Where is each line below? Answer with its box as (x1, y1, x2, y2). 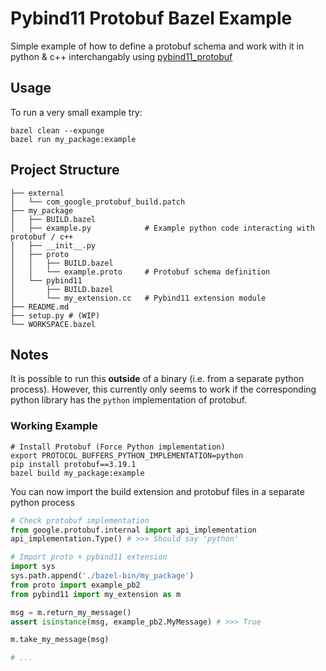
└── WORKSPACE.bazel (10, 319, 97, 329)
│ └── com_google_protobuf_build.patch (10, 197, 186, 207)
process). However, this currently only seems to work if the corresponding (10, 383, 317, 396)
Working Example (10, 419, 98, 433)
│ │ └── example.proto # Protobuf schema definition (10, 267, 271, 277)
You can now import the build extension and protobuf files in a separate (10, 485, 305, 497)
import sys (10, 562, 56, 572)
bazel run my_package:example (10, 134, 137, 144)
